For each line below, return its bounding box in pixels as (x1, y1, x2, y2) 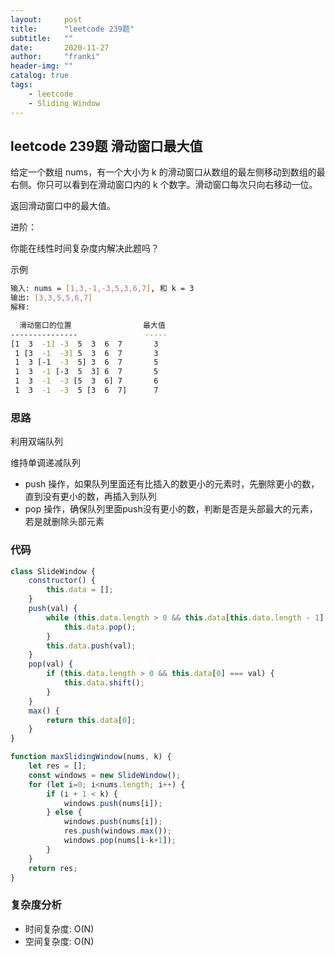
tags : (10, 80, 33, 90)
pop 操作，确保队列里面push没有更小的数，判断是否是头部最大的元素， (24, 503, 318, 515)
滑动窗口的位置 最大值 (19, 320, 166, 330)
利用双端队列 (10, 436, 63, 448)
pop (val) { (28, 659, 74, 670)
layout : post (10, 14, 83, 25)
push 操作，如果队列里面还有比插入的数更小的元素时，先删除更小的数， (24, 478, 320, 490)
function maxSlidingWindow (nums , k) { (10, 752, 172, 762)
